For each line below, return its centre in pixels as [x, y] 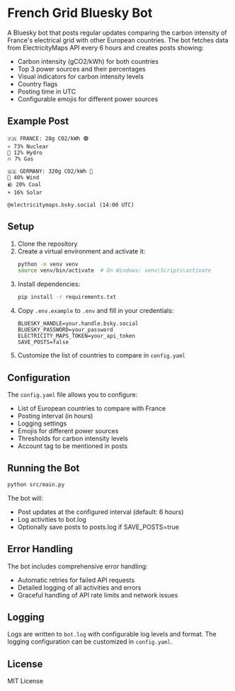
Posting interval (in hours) [55, 416]
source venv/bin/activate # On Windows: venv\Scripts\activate [114, 270]
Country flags [38, 84]
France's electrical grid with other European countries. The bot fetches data [118, 40]
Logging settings [42, 423]
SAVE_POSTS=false [43, 342]
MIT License [25, 681]
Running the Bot [44, 468]
